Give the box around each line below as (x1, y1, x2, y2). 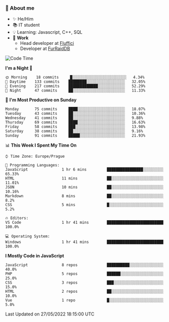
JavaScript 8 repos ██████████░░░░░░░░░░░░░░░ (5, 263, 164, 268)
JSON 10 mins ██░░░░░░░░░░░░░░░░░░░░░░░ (5, 185, 164, 190)
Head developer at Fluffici (20, 40, 74, 46)
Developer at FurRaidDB (20, 45, 71, 52)
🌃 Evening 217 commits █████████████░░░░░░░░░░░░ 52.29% (5, 84, 145, 89)
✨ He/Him (12, 16, 34, 22)
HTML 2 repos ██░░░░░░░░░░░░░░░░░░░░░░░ (5, 289, 164, 294)
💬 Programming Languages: (5, 163, 60, 168)
